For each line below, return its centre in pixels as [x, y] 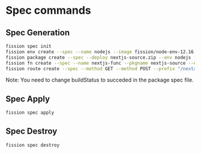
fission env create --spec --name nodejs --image [69, 52]
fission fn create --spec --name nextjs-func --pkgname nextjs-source [96, 63]
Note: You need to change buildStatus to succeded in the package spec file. [100, 80]
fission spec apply [30, 113]
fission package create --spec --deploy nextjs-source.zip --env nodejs [98, 58]
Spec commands [48, 10]
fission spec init [28, 46]
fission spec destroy [33, 145]
